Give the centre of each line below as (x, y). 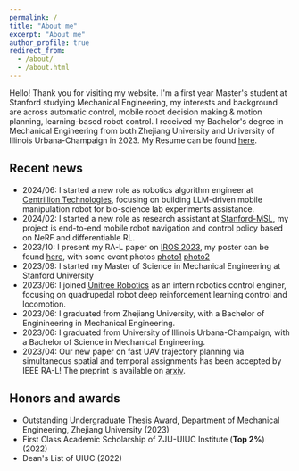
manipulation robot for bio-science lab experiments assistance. (138, 209)
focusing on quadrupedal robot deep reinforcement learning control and (154, 294)
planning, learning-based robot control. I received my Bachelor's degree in (146, 121)
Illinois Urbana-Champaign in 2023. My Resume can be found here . (133, 140)
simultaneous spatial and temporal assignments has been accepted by (152, 361)
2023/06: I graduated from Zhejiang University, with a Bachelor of (143, 313)
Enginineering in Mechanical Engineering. (99, 323)
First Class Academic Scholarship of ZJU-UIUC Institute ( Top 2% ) (143, 439)
